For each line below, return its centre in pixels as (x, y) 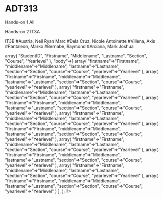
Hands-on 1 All (20, 22)
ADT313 (22, 9)
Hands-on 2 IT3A (23, 31)
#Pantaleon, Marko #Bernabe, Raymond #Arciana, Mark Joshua (69, 46)
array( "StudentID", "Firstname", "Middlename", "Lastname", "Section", (76, 56)
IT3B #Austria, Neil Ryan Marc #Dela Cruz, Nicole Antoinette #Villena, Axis (80, 41)
